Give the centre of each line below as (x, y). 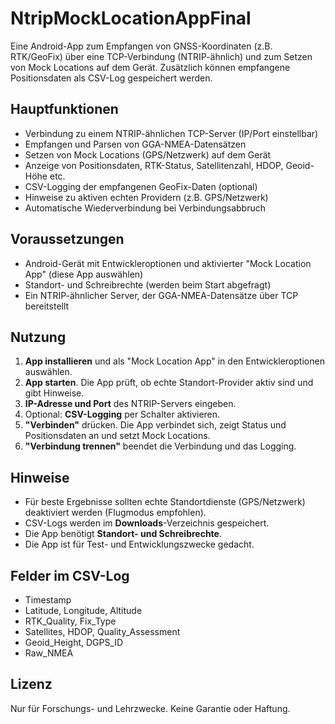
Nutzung (38, 337)
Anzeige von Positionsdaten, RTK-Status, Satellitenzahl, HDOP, (154, 165)
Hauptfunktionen (64, 109)
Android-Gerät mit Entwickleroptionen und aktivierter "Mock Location (168, 263)
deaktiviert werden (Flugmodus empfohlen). (115, 513)
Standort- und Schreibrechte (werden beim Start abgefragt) (148, 284)
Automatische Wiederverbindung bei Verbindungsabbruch (145, 208)
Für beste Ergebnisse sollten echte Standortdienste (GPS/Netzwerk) (165, 502)
